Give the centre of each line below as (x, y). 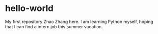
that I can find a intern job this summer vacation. (54, 26)
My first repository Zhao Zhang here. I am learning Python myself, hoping (79, 22)
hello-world (29, 8)
